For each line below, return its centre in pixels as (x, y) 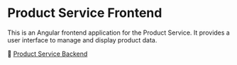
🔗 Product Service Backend (48, 54)
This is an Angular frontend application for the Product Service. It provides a (119, 32)
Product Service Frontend (85, 13)
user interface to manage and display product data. (82, 40)
